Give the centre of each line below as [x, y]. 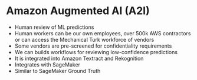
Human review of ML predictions [54, 27]
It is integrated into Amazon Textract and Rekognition [79, 58]
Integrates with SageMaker [47, 64]
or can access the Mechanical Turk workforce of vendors [84, 39]
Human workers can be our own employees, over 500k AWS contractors [103, 33]
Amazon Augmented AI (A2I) [78, 11]
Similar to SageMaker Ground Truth [58, 71]
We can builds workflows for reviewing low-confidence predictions [96, 52]
